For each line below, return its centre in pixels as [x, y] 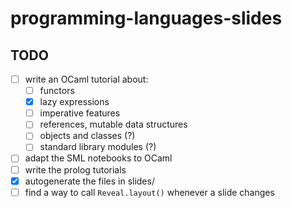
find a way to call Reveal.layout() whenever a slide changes [149, 192]
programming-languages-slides [146, 18]
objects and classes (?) [87, 136]
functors [57, 91]
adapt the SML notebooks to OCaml [98, 158]
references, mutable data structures [113, 124]
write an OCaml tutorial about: [86, 79]
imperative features [80, 113]
